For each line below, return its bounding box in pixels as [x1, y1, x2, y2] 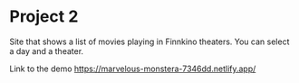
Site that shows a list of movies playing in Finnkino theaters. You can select [9, 36, 290, 47]
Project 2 [9, 6, 79, 27]
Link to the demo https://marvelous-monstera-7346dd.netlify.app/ [9, 63, 256, 74]
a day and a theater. [9, 45, 84, 56]
